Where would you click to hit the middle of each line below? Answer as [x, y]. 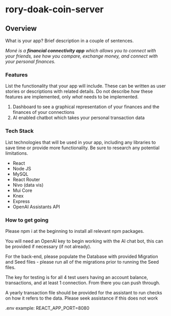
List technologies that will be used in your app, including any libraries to [81, 142]
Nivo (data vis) [28, 185]
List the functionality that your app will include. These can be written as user [86, 86]
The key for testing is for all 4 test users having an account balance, [77, 277]
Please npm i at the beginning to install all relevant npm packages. [75, 231]
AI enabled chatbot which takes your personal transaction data [79, 118]
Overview [21, 28]
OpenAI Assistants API [36, 207]
